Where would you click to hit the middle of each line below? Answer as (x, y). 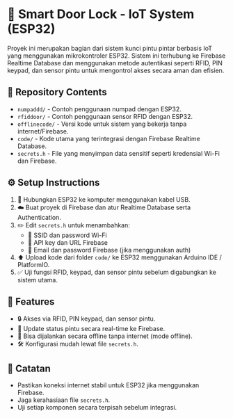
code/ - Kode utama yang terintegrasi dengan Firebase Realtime (109, 138)
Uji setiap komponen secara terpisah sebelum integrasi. (97, 408)
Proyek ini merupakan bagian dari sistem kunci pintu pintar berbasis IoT (110, 48)
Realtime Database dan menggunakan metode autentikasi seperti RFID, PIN (115, 63)
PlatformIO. (33, 264)
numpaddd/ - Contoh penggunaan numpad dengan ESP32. (99, 109)
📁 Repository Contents (57, 92)
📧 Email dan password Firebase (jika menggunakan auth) (109, 250)
